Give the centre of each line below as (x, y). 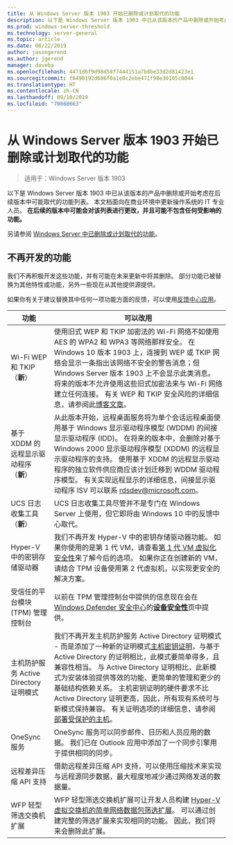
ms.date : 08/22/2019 (37, 46)
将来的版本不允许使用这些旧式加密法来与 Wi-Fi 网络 (139, 384)
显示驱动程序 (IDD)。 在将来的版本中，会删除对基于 (138, 438)
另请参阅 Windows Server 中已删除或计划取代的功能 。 (84, 234)
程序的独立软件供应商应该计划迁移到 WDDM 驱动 (133, 469)
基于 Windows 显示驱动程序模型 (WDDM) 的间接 (139, 427)
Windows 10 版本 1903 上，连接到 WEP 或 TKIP (133, 352)
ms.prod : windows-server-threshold (59, 26)
